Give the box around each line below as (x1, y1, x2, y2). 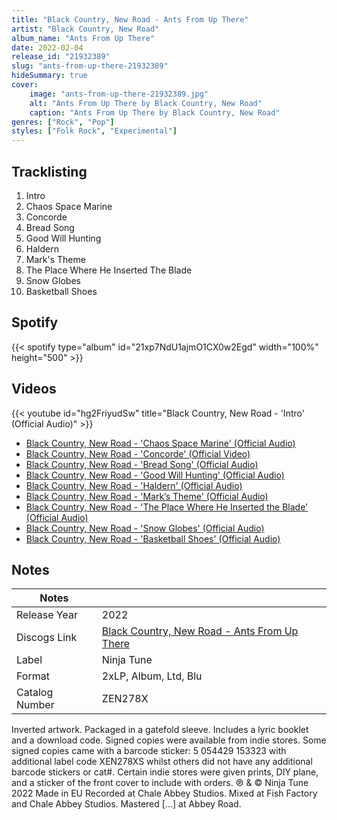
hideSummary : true (11, 71, 88, 81)
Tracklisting (11, 163, 88, 180)
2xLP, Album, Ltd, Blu (101, 669, 203, 683)
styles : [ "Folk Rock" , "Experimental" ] (11, 126, 178, 136)
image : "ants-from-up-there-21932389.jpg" (29, 89, 209, 99)
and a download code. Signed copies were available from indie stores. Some (11, 734, 327, 746)
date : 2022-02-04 (11, 42, 84, 53)
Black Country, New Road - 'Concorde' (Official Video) (25, 447, 251, 460)
